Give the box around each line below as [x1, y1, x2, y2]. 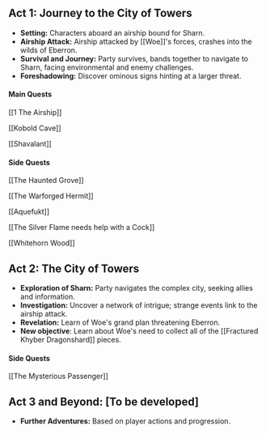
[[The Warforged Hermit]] [8, 191, 95, 201]
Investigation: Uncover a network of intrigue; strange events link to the [19, 300, 258, 310]
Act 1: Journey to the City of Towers [8, 6, 192, 20]
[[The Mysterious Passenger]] [8, 372, 109, 381]
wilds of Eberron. [19, 45, 78, 55]
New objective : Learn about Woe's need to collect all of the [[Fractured [19, 326, 259, 336]
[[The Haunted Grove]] [8, 176, 84, 185]
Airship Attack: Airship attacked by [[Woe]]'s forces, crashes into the [19, 36, 252, 46]
